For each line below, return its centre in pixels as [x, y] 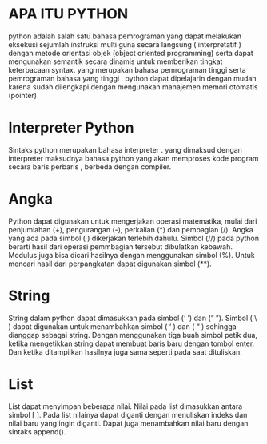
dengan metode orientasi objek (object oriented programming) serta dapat [131, 53]
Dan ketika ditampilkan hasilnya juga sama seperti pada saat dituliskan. [125, 351]
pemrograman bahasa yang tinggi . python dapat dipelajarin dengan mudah [133, 78]
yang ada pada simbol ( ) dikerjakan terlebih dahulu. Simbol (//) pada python [134, 238]
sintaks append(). [37, 431]
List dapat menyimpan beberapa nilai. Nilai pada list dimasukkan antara [126, 406]
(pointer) [23, 95]
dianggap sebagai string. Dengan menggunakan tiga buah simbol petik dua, [133, 335]
